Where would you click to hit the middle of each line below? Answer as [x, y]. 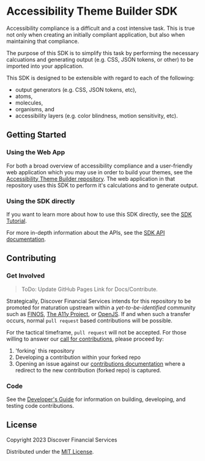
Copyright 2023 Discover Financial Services [62, 440]
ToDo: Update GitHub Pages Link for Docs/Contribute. [89, 289]
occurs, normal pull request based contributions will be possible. [89, 320]
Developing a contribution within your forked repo [78, 357]
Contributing [31, 258]
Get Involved [26, 276]
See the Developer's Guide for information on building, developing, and [96, 399]
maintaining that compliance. [43, 41]
